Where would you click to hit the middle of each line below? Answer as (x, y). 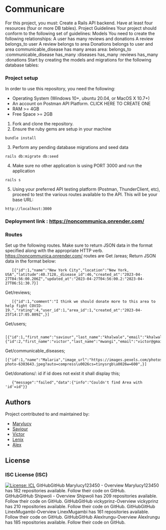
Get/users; (16, 324)
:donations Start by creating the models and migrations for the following (78, 60)
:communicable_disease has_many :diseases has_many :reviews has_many (82, 54)
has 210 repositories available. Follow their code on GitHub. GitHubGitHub (80, 506)
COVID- (36, 306)
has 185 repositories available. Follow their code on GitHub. (65, 522)
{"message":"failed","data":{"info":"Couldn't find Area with (77, 383)
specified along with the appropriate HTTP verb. (54, 251)
